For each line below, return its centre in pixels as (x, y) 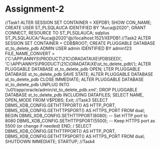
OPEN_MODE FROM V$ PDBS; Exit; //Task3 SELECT (57, 100)
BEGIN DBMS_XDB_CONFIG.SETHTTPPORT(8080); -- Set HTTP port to (76, 115)
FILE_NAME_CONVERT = (30, 53)
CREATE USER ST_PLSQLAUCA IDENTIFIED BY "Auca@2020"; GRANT (76, 27)
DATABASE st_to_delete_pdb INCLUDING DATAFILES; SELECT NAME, (74, 95)
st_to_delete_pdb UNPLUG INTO (37, 84)
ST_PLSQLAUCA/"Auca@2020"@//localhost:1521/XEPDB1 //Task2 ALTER (78, 38)
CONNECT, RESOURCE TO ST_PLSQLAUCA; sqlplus (57, 33)
